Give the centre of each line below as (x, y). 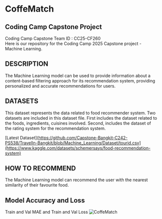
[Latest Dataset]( (22, 138)
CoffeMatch (29, 9)
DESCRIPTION (27, 64)
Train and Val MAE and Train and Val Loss (46, 212)
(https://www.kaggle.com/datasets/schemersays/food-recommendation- (78, 148)
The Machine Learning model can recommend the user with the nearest (77, 180)
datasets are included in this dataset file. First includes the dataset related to (81, 118)
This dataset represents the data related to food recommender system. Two (80, 113)
